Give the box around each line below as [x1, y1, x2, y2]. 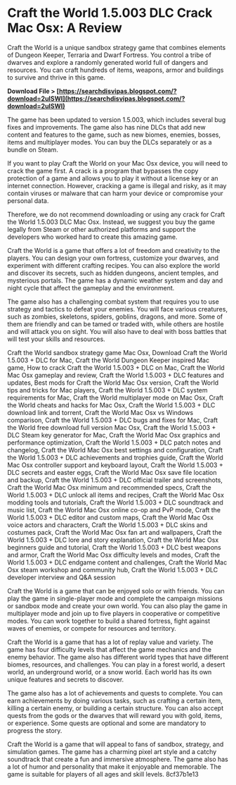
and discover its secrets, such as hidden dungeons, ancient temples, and [7, 268, 219, 277]
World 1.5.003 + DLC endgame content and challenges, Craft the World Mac [7, 558, 228, 567]
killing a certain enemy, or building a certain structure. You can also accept [7, 703, 223, 712]
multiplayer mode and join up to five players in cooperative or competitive [7, 609, 221, 617]
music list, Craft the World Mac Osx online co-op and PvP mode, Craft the [7, 505, 221, 514]
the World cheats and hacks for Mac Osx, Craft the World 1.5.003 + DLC [7, 400, 216, 409]
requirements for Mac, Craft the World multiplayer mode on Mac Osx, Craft [7, 393, 223, 402]
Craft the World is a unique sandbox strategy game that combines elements [7, 43, 226, 51]
